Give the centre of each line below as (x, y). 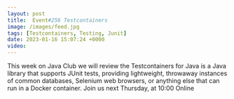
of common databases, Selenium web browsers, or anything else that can (113, 81)
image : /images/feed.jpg (43, 26)
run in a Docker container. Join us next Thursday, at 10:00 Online (101, 88)
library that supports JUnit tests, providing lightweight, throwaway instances (117, 73)
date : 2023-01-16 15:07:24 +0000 (56, 40)
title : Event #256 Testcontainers (58, 20)
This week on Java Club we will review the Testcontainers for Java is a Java (117, 66)
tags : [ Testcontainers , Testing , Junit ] (67, 33)
